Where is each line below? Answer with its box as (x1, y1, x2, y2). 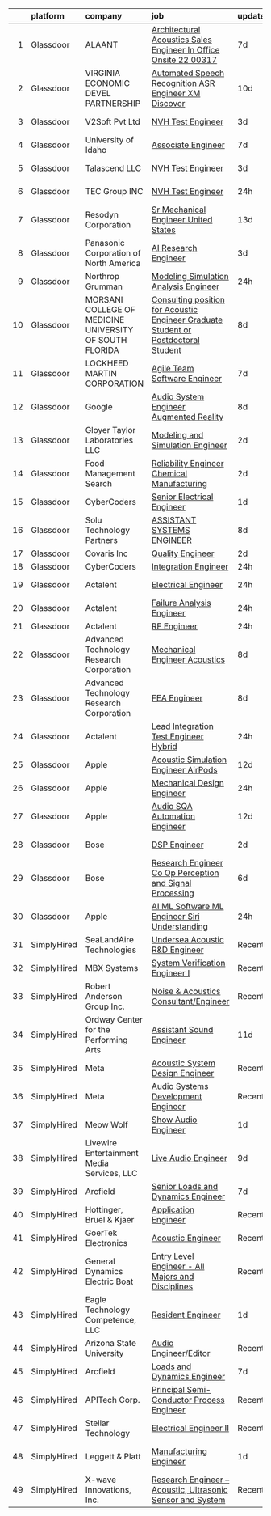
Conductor (151, 1395, 192, 1405)
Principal (151, 1384, 186, 1395)
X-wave (85, 1474, 117, 1485)
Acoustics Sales (151, 34, 212, 45)
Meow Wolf (85, 1120, 129, 1130)
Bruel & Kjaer (85, 1214, 135, 1225)
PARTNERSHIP (85, 98, 141, 108)
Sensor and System (151, 1494, 226, 1505)
